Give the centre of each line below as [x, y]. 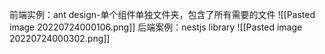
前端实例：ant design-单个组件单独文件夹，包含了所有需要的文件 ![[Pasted [162, 14]
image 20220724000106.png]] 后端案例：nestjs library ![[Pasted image [156, 27]
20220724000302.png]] [60, 38]
